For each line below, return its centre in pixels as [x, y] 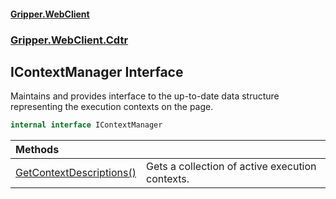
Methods [37, 150]
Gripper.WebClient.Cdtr [69, 40]
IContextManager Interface [97, 71]
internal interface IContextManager [86, 125]
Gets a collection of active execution [231, 167]
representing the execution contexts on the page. [112, 107]
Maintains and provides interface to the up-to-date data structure [145, 96]
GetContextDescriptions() [76, 173]
